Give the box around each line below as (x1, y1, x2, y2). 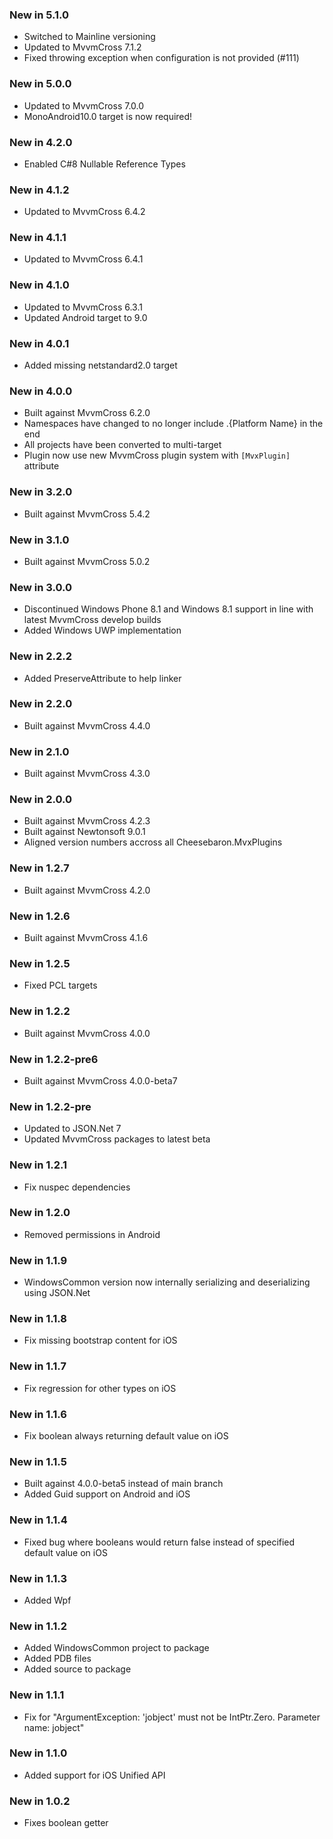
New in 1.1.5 (9, 1454, 67, 1468)
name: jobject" (23, 1721, 85, 1733)
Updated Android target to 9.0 (23, 311, 148, 323)
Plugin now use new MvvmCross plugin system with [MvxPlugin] (23, 449, 291, 462)
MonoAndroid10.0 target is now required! (23, 110, 193, 122)
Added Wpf (23, 1594, 72, 1606)
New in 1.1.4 (9, 1513, 68, 1527)
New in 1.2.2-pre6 (9, 1052, 99, 1066)
